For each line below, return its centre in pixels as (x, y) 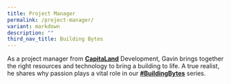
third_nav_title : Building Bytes (55, 39)
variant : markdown (34, 26)
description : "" (30, 33)
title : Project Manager (41, 13)
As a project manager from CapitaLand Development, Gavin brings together (115, 59)
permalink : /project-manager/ (51, 20)
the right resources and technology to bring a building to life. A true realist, (113, 66)
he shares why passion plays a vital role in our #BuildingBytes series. (107, 74)
